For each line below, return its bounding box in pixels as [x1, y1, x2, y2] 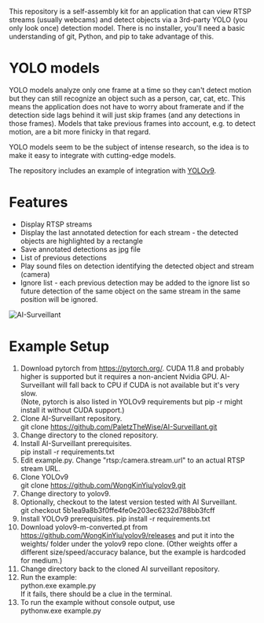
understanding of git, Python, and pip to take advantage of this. [9, 31, 214, 41]
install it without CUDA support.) [20, 405, 125, 415]
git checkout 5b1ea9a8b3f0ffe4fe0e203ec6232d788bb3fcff [20, 505, 215, 514]
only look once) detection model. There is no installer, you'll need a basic [9, 24, 246, 32]
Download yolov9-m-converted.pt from [20, 522, 148, 532]
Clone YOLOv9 [20, 472, 69, 481]
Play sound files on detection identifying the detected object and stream [20, 261, 255, 271]
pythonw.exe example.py [20, 606, 101, 615]
